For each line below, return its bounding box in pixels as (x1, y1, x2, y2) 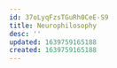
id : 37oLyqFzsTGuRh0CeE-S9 (9, 12, 109, 22)
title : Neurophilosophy (9, 21, 97, 30)
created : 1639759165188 (9, 46, 97, 55)
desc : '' (9, 29, 42, 38)
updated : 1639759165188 (9, 37, 97, 47)
